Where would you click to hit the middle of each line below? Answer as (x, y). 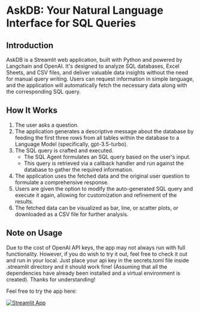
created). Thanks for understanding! (51, 279)
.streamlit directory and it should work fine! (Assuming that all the (87, 266)
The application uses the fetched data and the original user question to (102, 176)
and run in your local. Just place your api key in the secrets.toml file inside (98, 260)
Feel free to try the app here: (42, 291)
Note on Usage (34, 233)
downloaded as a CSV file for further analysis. (72, 214)
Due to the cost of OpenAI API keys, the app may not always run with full (96, 247)
